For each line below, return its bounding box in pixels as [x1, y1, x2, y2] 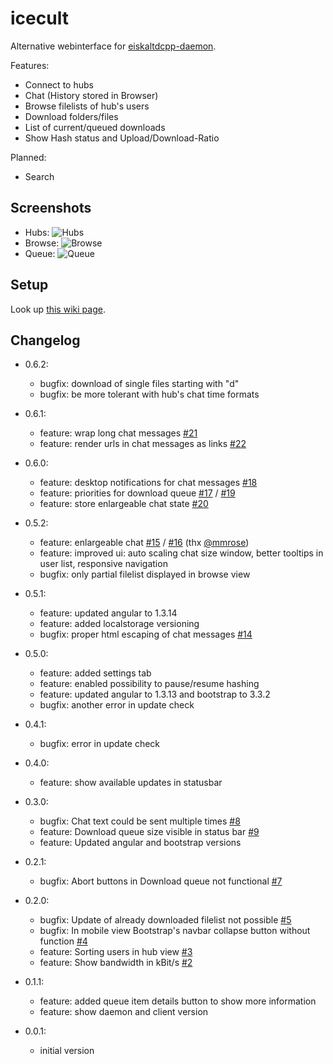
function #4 [39, 935, 88, 947]
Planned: [10, 151, 47, 163]
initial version [39, 1045, 95, 1057]
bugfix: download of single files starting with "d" [39, 378, 240, 390]
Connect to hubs [24, 78, 94, 91]
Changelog [10, 332, 81, 349]
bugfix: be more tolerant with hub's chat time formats [39, 388, 260, 401]
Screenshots [10, 200, 92, 217]
